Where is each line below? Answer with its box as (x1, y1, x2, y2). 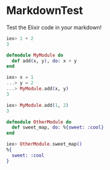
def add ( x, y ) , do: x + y (11, 58, 77, 64)
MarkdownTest (6, 4, 83, 18)
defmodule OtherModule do (6, 119, 71, 125)
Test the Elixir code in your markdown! (6, 24, 102, 31)
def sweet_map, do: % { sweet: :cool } (11, 124, 104, 131)
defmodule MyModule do (6, 52, 63, 58)
